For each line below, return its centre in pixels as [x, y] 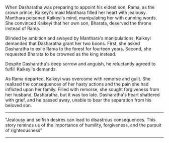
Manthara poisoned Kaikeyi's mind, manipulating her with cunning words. [81, 18]
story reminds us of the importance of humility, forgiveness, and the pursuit [83, 125]
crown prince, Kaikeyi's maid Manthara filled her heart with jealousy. [76, 12]
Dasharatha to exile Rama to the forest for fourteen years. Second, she [78, 49]
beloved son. [19, 105]
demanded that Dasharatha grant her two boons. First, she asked [73, 43]
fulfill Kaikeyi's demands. [31, 69]
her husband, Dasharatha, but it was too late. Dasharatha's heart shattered [82, 95]
